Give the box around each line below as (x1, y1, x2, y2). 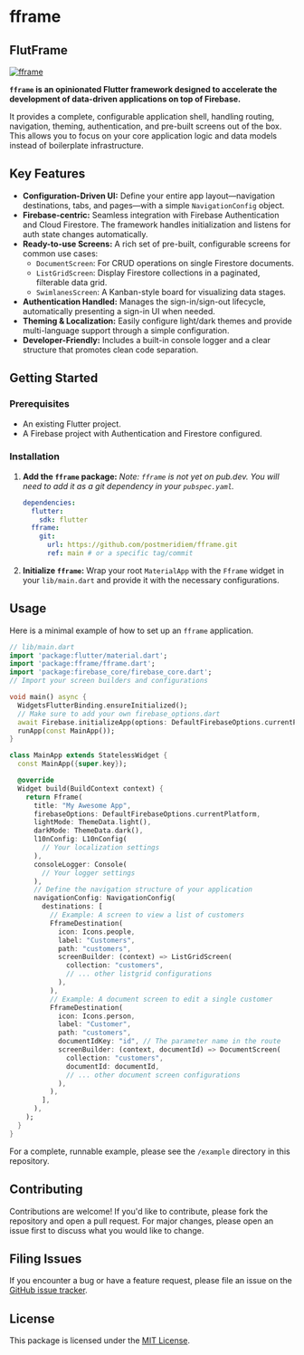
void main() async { (9, 693, 88, 702)
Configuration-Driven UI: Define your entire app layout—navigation (22, 190, 276, 201)
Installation (9, 450, 61, 463)
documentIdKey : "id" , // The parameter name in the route (57, 1037, 281, 1046)
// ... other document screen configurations (66, 1071, 242, 1080)
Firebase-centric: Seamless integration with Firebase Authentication (22, 209, 280, 220)
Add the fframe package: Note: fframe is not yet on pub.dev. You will (22, 471, 280, 482)
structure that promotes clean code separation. (22, 344, 199, 355)
